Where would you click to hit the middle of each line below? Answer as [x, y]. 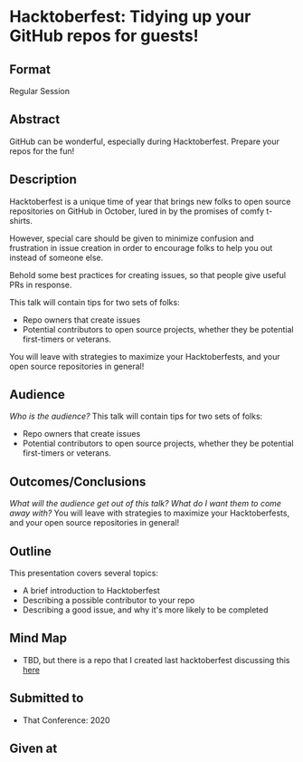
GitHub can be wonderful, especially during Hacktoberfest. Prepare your [145, 141]
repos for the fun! [42, 150]
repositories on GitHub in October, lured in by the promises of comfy [137, 211]
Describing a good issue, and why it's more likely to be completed [145, 610]
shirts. [21, 220]
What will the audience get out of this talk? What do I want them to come [146, 504]
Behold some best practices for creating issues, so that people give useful [148, 275]
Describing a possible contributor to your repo [109, 601]
